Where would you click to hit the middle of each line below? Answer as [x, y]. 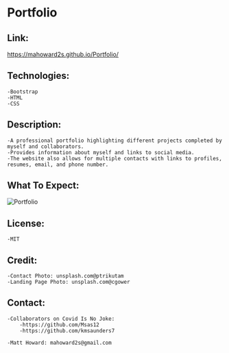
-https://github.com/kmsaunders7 [67, 330]
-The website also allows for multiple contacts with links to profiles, [115, 158]
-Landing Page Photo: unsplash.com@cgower [69, 282]
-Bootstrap [23, 92]
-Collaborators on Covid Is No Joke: [61, 319]
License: [26, 223]
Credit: [22, 260]
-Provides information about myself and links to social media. [101, 152]
